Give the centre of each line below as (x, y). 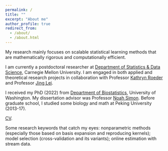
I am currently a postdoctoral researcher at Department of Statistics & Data (83, 67)
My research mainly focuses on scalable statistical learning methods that (81, 52)
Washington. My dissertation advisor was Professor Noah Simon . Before (80, 97)
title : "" (16, 14)
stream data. (18, 143)
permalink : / (19, 10)
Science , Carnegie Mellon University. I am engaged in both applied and (79, 72)
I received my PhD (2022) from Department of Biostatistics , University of (80, 92)
